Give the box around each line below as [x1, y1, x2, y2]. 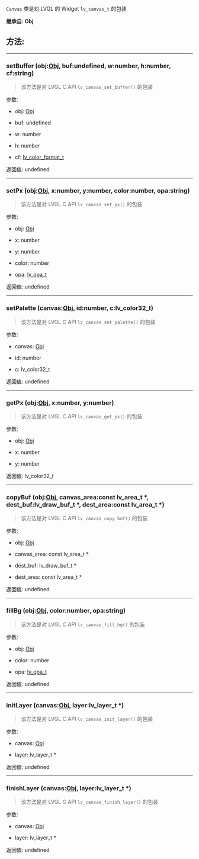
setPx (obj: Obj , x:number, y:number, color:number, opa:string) [6, 187, 190, 195]
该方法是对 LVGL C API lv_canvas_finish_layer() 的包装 [20, 799, 159, 806]
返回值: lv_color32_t [6, 473, 54, 479]
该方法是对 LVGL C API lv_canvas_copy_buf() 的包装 [20, 515, 148, 522]
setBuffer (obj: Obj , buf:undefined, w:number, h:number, [6, 62, 171, 70]
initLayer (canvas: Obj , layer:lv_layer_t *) [6, 701, 124, 709]
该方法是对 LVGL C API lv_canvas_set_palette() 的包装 [20, 318, 156, 325]
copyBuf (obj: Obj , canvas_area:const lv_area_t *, [6, 493, 149, 501]
